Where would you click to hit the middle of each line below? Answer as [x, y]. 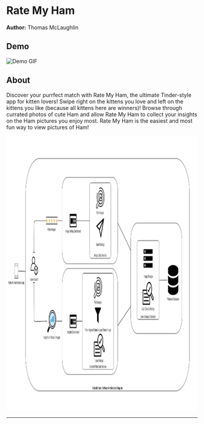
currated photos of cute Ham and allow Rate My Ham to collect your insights [102, 114]
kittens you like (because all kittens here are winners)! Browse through [94, 108]
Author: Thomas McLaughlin [42, 27]
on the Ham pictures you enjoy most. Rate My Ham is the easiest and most [100, 121]
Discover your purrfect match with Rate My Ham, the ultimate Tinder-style [99, 95]
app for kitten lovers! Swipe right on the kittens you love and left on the [95, 101]
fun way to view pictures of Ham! [48, 127]
